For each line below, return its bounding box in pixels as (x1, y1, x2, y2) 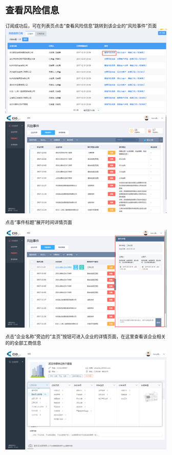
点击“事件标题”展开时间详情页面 (5, 219, 73, 225)
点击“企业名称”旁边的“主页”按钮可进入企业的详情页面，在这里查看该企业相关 (5, 333, 166, 339)
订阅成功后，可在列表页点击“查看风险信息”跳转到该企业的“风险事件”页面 (5, 23, 157, 29)
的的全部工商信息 (5, 340, 41, 346)
